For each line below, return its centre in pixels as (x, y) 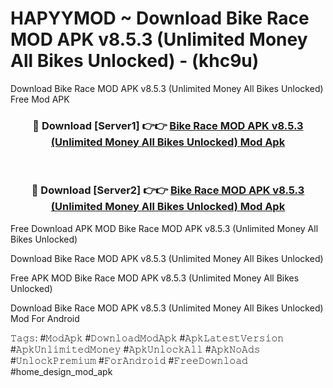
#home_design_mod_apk (61, 371)
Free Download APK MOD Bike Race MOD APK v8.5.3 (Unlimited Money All (164, 228)
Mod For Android (45, 318)
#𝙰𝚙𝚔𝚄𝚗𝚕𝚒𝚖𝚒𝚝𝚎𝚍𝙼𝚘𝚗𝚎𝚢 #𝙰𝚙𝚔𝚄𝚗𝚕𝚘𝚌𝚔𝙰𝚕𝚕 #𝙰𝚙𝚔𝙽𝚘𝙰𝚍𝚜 (135, 349)
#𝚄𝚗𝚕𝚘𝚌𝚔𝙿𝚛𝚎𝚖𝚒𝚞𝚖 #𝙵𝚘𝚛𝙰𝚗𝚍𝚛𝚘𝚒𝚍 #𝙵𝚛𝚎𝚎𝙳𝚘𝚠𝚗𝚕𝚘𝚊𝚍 (129, 360)
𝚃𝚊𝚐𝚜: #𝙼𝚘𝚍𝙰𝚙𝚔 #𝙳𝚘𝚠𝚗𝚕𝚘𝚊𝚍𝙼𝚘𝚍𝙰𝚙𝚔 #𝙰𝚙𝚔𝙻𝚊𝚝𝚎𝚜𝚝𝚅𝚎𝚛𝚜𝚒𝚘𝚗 (147, 338)
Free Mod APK (40, 99)
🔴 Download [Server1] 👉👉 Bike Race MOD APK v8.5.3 (168, 125)
